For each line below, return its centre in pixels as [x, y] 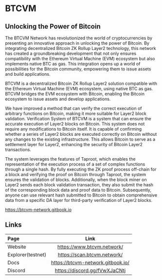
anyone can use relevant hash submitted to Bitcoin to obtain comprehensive [81, 195]
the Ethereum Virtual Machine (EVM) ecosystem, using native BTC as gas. [79, 89]
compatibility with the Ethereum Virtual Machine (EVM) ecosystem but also [80, 58]
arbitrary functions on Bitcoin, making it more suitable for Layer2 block [76, 114]
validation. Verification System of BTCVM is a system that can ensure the [78, 119]
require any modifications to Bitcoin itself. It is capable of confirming [73, 129]
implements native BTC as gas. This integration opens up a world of [73, 64]
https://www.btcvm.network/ [90, 247]
